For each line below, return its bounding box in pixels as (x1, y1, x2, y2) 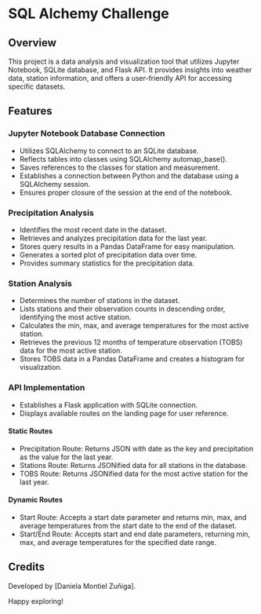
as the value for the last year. (19, 452, 114, 462)
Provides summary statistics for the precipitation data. (19, 258, 194, 268)
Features (8, 104, 53, 118)
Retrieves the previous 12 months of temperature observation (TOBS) (19, 338, 243, 347)
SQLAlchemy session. (19, 179, 91, 188)
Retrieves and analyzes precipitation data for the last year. (19, 233, 208, 243)
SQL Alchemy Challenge (8, 5, 170, 23)
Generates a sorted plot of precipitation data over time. (19, 250, 198, 259)
